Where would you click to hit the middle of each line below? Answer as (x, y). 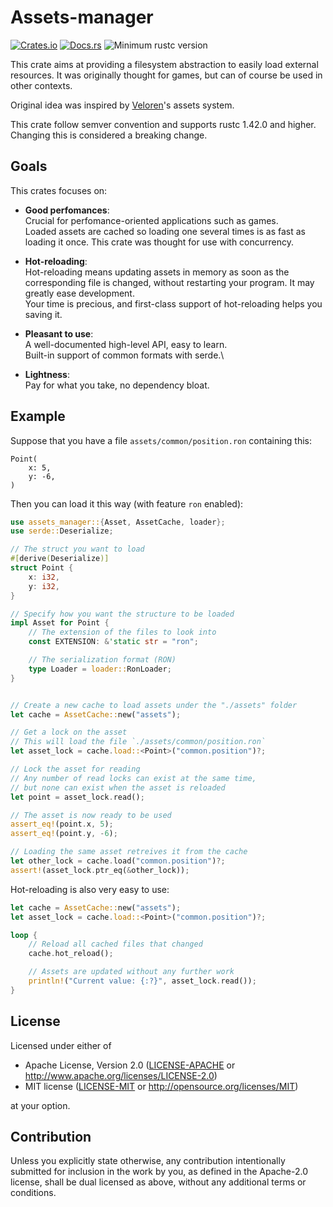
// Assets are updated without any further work (131, 972)
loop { (24, 935)
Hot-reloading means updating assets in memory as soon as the (157, 272)
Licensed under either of (61, 1045)
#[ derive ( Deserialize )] (60, 559)
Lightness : (47, 374)
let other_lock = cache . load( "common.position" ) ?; (118, 861)
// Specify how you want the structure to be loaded (122, 614)
